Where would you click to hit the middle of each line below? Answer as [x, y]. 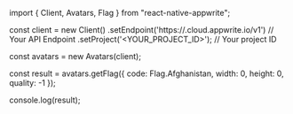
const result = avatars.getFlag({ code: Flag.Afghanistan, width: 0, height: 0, [146, 73]
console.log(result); [45, 100]
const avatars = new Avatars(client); [75, 56]
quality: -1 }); [32, 83]
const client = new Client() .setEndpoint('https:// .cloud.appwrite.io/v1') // [142, 30]
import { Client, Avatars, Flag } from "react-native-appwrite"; [120, 13]
